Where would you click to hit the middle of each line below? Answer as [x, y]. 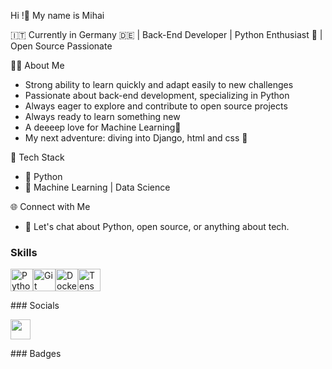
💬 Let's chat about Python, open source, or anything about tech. [157, 226]
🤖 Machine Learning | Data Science [97, 187]
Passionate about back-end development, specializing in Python [157, 95]
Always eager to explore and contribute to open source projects [156, 106]
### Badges [36, 354]
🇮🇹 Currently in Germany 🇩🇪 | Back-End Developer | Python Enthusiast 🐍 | [166, 34]
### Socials [35, 306]
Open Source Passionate [61, 46]
